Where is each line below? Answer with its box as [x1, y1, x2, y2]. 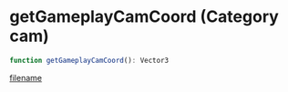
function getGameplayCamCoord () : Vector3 [9, 56, 170, 65]
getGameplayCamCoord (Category [9, 6, 280, 27]
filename [9, 72, 43, 83]
